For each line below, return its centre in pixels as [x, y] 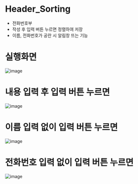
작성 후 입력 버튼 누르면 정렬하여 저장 [47, 29]
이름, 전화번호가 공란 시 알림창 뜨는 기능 [50, 35]
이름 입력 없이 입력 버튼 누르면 [62, 127]
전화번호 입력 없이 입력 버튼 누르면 [69, 162]
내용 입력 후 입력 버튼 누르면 [57, 92]
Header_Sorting [38, 9]
